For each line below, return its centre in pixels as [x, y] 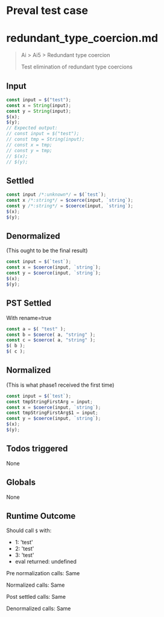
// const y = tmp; [29, 150]
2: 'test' [24, 549]
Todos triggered [37, 449]
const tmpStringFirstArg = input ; [50, 402]
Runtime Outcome [41, 516]
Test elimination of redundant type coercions [77, 67]
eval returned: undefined [46, 562]
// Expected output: [32, 128]
